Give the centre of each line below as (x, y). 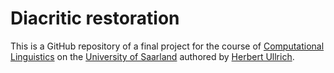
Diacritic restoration (95, 18)
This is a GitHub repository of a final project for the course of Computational (167, 46)
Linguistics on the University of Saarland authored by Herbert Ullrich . (152, 56)
